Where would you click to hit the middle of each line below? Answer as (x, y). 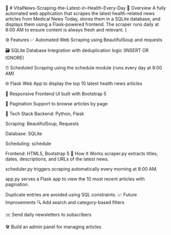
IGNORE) (15, 58)
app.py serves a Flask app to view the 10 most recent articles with (75, 179)
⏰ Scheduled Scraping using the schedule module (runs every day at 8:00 (84, 68)
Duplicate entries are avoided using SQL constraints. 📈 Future (71, 195)
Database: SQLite (24, 133)
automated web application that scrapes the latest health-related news (80, 13)
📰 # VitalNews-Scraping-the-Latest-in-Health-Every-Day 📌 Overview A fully (85, 8)
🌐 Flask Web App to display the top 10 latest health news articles (74, 83)
